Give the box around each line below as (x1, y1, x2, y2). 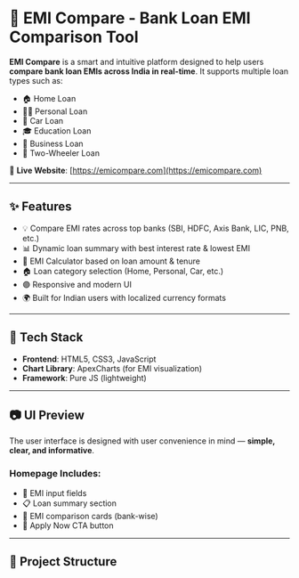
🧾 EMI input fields (21, 487, 87, 498)
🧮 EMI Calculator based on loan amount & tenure (21, 256, 200, 266)
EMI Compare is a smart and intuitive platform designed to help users (9, 56, 264, 67)
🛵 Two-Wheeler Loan (21, 147, 101, 159)
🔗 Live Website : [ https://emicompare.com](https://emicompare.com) (9, 165, 263, 175)
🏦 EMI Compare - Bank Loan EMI (9, 8, 251, 28)
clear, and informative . (9, 445, 95, 456)
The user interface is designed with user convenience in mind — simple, (9, 436, 276, 446)
